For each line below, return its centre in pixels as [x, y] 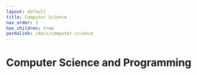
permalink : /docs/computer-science [50, 34]
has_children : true [30, 28]
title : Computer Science [37, 17]
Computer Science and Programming [99, 63]
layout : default [26, 12]
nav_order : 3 [22, 22]
